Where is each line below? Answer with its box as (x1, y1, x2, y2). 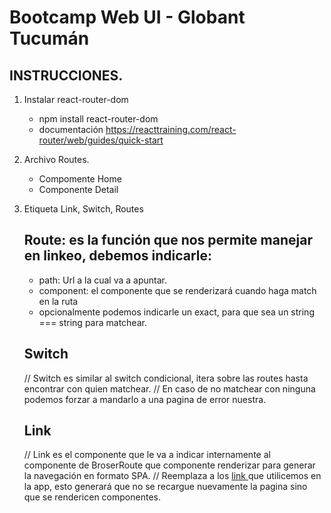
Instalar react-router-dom (23, 94, 129, 105)
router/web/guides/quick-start (38, 134, 164, 146)
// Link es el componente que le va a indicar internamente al (23, 449, 271, 461)
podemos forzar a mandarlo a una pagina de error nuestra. (23, 393, 267, 405)
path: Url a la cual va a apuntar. (38, 274, 168, 286)
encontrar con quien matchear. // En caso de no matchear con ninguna (23, 382, 316, 395)
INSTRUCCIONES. (9, 67, 124, 84)
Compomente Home (38, 173, 122, 185)
